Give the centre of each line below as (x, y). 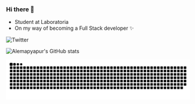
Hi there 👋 (20, 9)
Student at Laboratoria (41, 22)
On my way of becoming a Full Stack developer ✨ (74, 28)
